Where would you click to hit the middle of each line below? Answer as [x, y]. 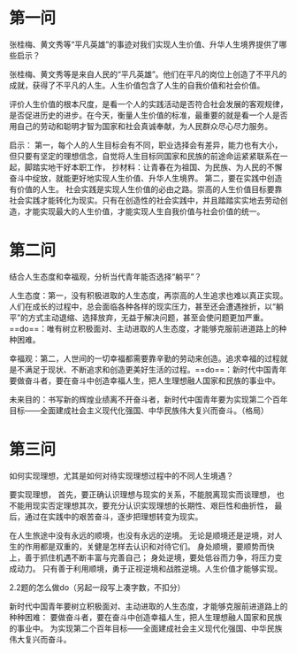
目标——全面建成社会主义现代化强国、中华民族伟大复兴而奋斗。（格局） [139, 410]
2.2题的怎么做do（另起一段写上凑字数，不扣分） [97, 587]
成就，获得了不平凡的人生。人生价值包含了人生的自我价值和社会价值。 [137, 85]
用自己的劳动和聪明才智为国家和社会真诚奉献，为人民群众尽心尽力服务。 [141, 126]
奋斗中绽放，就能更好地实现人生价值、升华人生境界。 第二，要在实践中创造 [146, 178]
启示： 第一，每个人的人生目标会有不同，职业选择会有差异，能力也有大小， [146, 145]
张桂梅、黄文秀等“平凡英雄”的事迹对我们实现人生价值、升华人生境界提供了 [145, 44]
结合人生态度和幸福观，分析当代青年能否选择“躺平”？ [106, 276]
